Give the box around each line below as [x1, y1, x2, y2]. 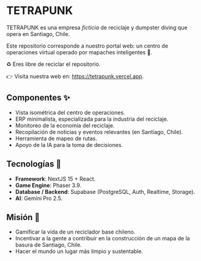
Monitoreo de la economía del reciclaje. [15, 121, 115, 129]
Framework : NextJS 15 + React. [15, 175, 96, 182]
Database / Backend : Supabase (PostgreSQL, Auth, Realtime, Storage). [15, 188, 196, 195]
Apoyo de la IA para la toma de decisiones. [15, 141, 123, 148]
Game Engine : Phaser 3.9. [15, 181, 82, 189]
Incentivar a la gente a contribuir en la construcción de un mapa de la [15, 235, 191, 242]
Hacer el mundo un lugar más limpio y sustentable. [15, 248, 144, 255]
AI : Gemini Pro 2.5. [15, 195, 63, 202]
